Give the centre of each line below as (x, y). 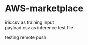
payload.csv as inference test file (39, 27)
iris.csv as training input (30, 22)
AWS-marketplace (44, 9)
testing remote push (26, 37)
